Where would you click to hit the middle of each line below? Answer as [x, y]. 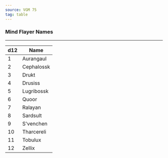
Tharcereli [34, 131]
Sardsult [32, 115]
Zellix [28, 148]
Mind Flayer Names [29, 32]
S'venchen [35, 123]
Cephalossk [36, 66]
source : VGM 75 [21, 10]
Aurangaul [34, 58]
